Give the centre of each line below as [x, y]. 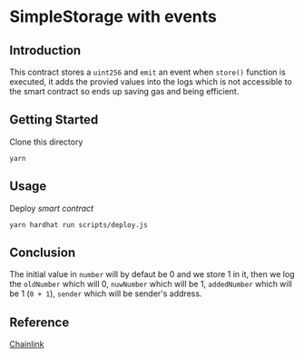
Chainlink [27, 344]
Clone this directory [46, 142]
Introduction [45, 50]
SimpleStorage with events [113, 17]
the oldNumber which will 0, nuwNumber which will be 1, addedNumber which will [151, 284]
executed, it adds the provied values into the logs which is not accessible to [151, 82]
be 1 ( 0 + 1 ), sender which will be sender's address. [106, 293]
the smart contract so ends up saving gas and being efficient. [124, 91]
